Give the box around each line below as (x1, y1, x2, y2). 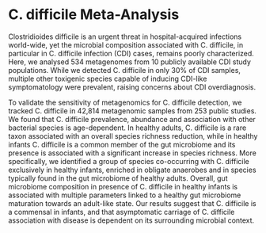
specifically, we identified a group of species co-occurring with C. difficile (8, 156, 249, 166)
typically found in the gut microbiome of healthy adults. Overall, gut (8, 173, 228, 183)
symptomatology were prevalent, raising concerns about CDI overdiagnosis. (8, 82, 256, 92)
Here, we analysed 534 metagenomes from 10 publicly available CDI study (8, 57, 252, 67)
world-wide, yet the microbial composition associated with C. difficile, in (8, 40, 244, 49)
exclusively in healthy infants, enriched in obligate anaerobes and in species (8, 165, 256, 174)
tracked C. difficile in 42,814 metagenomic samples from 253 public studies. (8, 105, 257, 116)
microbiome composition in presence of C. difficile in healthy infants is (8, 181, 238, 191)
